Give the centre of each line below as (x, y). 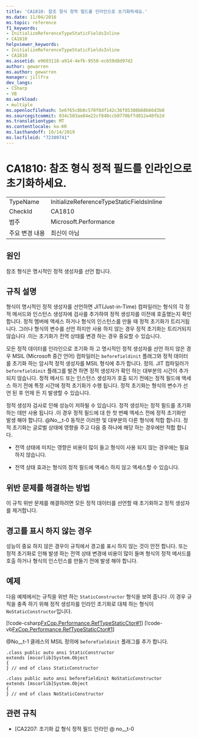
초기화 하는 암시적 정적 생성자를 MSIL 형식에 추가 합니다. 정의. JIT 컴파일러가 (100, 364)
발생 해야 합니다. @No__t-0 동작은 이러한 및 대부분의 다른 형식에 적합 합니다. (94, 420)
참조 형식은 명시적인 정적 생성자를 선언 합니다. (59, 271)
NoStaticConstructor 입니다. (39, 611)
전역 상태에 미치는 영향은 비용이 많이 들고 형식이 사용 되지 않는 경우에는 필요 (102, 447)
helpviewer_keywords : (33, 45)
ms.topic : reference (32, 22)
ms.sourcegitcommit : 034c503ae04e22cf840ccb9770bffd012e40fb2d (85, 116)
